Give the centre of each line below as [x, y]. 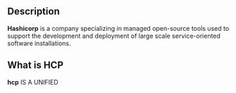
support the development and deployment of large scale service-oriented [114, 36]
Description [33, 12]
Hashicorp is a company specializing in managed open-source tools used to [118, 28]
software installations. [39, 43]
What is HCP [35, 65]
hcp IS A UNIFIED [33, 82]
